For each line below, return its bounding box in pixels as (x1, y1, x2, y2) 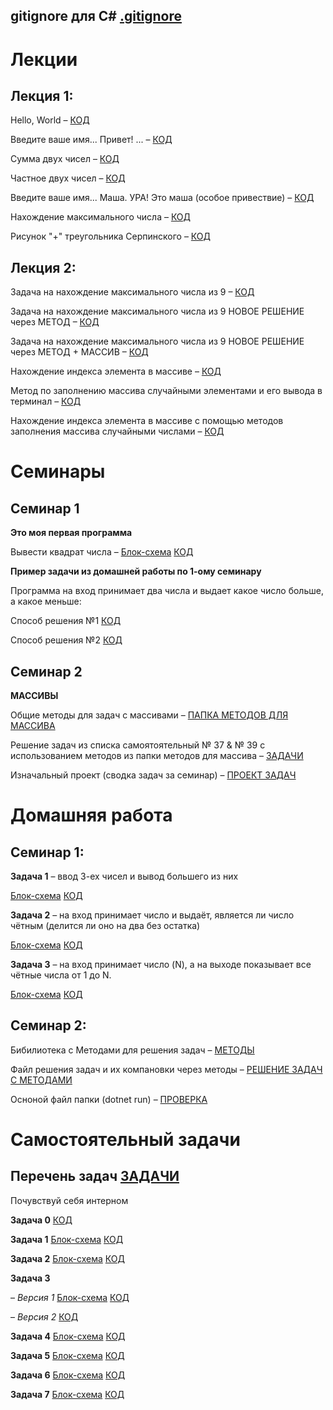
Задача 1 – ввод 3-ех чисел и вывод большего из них (10, 870, 239, 883)
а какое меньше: (10, 595, 82, 608)
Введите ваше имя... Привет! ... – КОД (10, 134, 173, 146)
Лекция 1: (10, 87, 74, 104)
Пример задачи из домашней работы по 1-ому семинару (10, 565, 262, 578)
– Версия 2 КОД (10, 1310, 79, 1323)
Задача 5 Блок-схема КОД (10, 1349, 125, 1361)
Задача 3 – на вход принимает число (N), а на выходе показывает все (10, 959, 312, 971)
